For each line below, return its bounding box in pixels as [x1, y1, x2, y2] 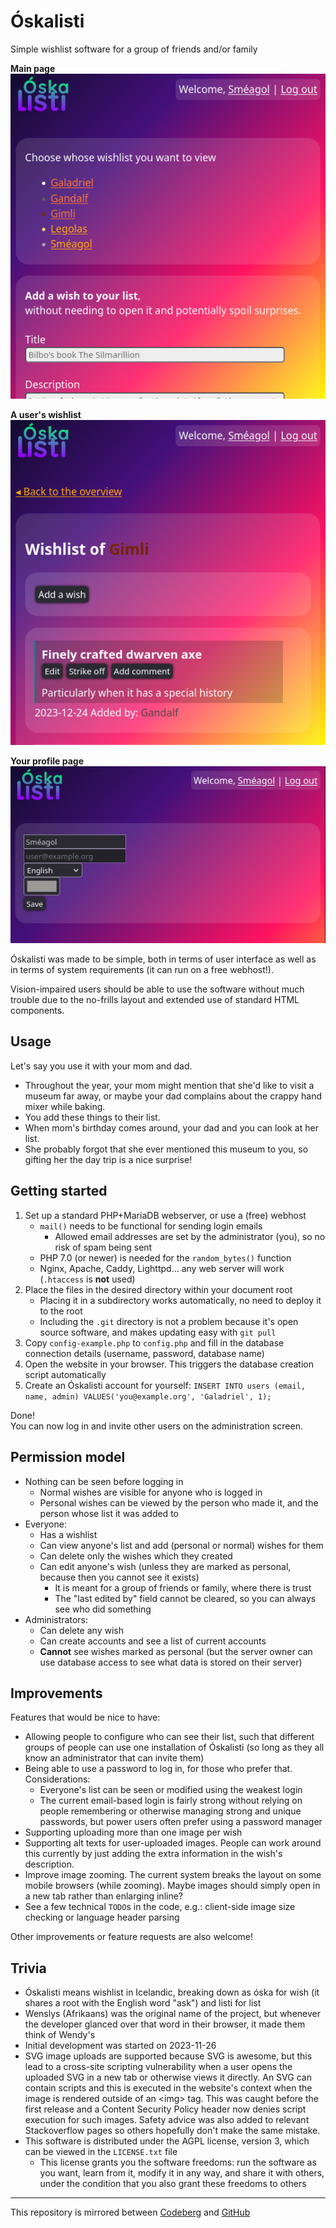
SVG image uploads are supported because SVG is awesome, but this [24, 2050, 313, 2062]
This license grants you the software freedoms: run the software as [39, 2156, 317, 2169]
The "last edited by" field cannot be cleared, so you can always [54, 1592, 317, 1604]
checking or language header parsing [24, 1911, 180, 1924]
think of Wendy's [24, 2029, 96, 2041]
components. [10, 1005, 65, 1017]
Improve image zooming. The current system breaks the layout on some [24, 1869, 322, 1881]
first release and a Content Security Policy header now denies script [24, 2103, 307, 2115]
